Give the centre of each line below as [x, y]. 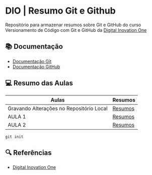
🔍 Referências [28, 153]
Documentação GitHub [36, 67]
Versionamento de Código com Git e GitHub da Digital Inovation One [76, 30]
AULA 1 [17, 116]
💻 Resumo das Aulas [39, 83]
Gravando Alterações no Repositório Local [58, 108]
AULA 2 [17, 125]
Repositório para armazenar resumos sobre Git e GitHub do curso [73, 25]
